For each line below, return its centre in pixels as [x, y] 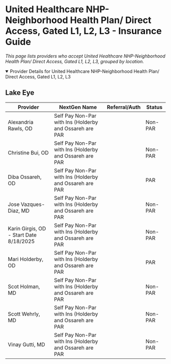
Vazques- [33, 204]
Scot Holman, [24, 287]
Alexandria [21, 122]
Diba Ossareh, [25, 177]
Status [154, 107]
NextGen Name [78, 107]
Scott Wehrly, [24, 314]
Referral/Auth [124, 107]
